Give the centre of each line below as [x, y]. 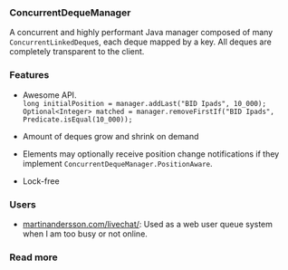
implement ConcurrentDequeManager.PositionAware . [117, 163]
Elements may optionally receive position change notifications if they [151, 154]
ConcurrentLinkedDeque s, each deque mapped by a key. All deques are [140, 42]
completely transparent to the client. [77, 52]
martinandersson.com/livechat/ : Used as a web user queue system [148, 224]
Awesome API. [49, 95]
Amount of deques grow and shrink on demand [110, 136]
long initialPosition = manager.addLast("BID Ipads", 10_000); [144, 103]
